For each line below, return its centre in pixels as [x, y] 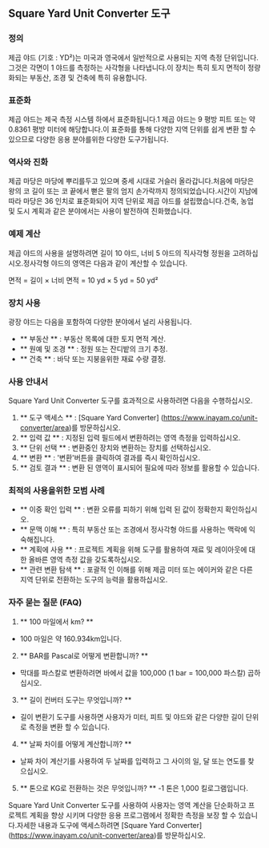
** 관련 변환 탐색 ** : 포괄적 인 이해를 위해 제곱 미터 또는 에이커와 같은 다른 [137, 570]
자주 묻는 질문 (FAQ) [45, 603]
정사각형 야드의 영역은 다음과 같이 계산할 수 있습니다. [105, 263]
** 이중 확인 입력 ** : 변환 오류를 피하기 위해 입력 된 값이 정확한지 [122, 509]
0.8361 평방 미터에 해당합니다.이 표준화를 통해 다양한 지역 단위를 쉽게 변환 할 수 [132, 129]
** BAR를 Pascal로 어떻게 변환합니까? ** [84, 655]
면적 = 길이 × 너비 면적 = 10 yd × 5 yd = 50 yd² [83, 280]
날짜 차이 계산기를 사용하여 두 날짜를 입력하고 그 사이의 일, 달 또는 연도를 [133, 761]
